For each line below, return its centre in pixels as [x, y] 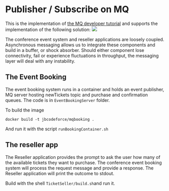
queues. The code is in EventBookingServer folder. [58, 100]
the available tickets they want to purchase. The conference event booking [83, 162]
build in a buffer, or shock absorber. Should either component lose [75, 50]
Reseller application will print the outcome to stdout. [60, 173]
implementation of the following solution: [48, 30]
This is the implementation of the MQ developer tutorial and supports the [81, 23]
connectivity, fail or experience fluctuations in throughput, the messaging [82, 56]
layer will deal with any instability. [40, 61]
